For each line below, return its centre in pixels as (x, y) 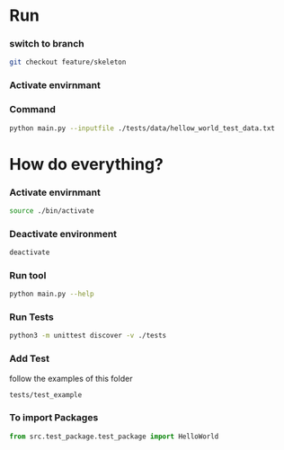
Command (32, 110)
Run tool (28, 275)
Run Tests (31, 317)
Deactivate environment (63, 234)
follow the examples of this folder (71, 378)
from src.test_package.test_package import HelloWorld (114, 437)
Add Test (29, 358)
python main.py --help (52, 294)
